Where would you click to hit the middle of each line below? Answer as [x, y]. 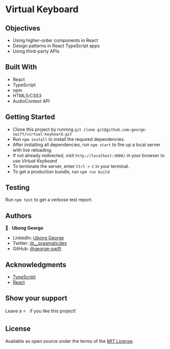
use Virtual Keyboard [35, 161]
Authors [19, 215]
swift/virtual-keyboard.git [42, 134]
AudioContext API [31, 101]
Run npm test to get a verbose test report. [49, 200]
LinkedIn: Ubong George [38, 238]
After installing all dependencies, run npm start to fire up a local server [87, 144]
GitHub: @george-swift [37, 249]
